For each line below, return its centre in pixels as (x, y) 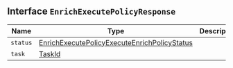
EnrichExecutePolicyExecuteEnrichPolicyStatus (116, 42)
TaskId (50, 53)
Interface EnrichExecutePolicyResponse (91, 11)
